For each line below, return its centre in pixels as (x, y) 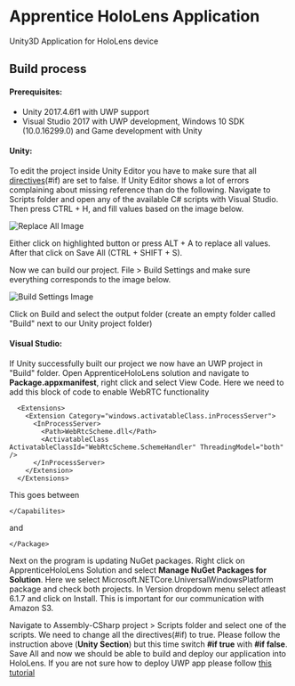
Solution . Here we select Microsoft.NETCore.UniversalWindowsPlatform (141, 579)
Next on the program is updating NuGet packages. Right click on (128, 560)
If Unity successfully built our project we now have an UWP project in (136, 363)
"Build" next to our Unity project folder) (81, 323)
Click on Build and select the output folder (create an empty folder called (142, 314)
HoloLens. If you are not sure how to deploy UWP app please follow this (141, 663)
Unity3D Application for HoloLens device (84, 41)
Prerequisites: (36, 92)
